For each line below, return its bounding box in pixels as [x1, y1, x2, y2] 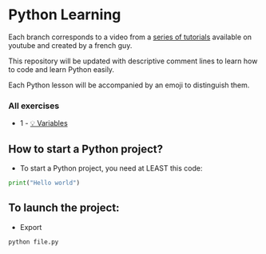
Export [19, 222, 42, 232]
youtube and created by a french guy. [8, 40, 133, 50]
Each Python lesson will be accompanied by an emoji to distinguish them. [8, 80, 250, 90]
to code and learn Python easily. [8, 64, 114, 74]
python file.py [8, 238, 59, 246]
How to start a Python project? [8, 142, 164, 155]
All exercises [8, 100, 60, 111]
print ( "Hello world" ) [8, 179, 81, 187]
